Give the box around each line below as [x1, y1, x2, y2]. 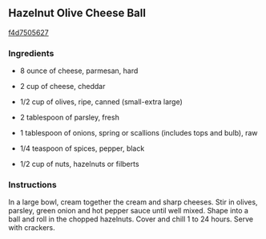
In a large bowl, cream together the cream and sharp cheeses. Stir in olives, [8, 197, 258, 207]
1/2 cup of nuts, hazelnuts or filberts [19, 160, 139, 169]
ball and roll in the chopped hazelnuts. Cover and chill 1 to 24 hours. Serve [8, 214, 254, 224]
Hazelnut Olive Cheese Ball [8, 6, 147, 20]
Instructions [8, 180, 58, 191]
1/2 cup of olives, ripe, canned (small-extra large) [19, 97, 183, 107]
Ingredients [8, 47, 54, 59]
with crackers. [8, 223, 55, 233]
